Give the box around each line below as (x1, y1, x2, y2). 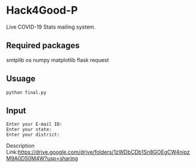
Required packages (6, 41, 80, 51)
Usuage (6, 74, 36, 84)
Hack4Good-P (6, 4, 78, 17)
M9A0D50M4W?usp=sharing (6, 155, 79, 162)
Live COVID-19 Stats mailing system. (6, 23, 96, 30)
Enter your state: (6, 126, 52, 133)
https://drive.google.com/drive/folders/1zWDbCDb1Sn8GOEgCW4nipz (17, 148, 190, 155)
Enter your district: (6, 132, 60, 138)
